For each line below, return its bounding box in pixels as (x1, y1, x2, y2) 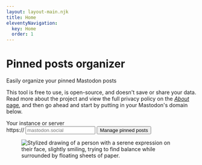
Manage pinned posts (99, 127, 148, 134)
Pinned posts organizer (6, 57, 125, 71)
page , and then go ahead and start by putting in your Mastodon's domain (6, 102, 188, 109)
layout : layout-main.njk (6, 8, 69, 15)
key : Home (11, 25, 36, 32)
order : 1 (11, 31, 34, 37)
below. (6, 108, 23, 115)
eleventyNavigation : (6, 20, 58, 26)
